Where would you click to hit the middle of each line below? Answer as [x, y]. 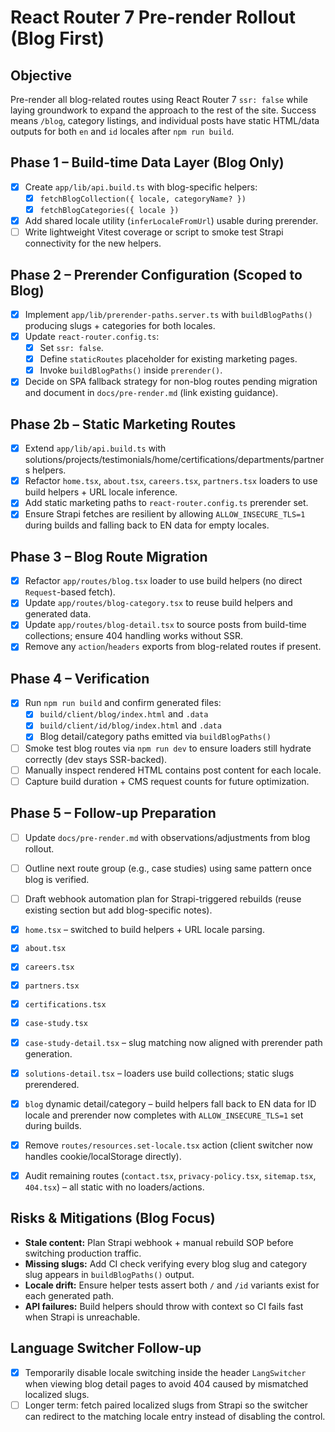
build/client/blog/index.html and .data [124, 714]
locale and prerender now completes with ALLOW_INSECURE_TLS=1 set [164, 1115]
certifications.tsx [65, 1004]
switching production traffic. [83, 1253]
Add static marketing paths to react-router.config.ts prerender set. [166, 503]
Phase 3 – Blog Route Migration [109, 556]
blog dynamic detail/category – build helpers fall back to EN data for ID [170, 1103]
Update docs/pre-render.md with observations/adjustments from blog [167, 837]
